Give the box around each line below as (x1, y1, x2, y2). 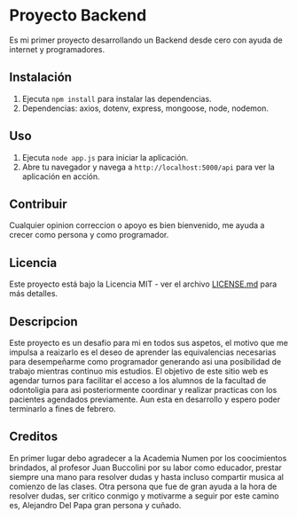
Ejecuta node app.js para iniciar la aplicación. (21, 152, 189, 162)
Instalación (9, 70, 73, 85)
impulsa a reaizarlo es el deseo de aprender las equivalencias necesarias (9, 347, 277, 358)
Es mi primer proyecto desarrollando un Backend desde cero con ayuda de (9, 35, 283, 45)
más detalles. (9, 288, 59, 299)
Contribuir (9, 196, 68, 211)
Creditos (9, 429, 59, 444)
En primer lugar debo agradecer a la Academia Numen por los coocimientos (9, 452, 287, 463)
